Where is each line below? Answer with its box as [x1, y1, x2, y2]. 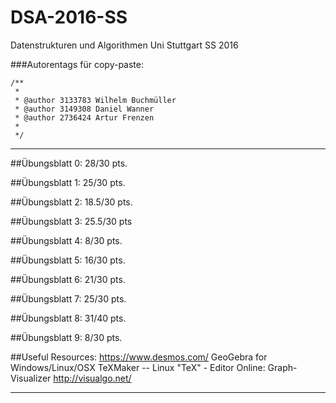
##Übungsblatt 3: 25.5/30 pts [10, 215, 133, 227]
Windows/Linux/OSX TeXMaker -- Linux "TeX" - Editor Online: [10, 361, 266, 373]
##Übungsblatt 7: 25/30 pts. [10, 292, 127, 305]
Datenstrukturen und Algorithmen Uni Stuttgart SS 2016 [10, 39, 239, 51]
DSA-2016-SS [10, 6, 128, 29]
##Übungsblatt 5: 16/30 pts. [10, 254, 126, 266]
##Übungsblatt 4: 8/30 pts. [10, 234, 123, 246]
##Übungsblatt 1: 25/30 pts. [10, 176, 126, 188]
